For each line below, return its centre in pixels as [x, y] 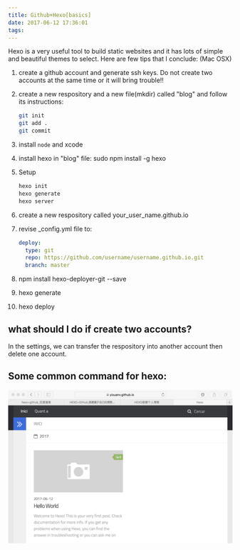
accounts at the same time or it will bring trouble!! [91, 80]
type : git [40, 250]
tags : [16, 30]
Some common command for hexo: [87, 376]
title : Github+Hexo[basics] [50, 15]
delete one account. [37, 354]
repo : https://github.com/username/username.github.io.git [115, 258]
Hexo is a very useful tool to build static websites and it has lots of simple [116, 51]
